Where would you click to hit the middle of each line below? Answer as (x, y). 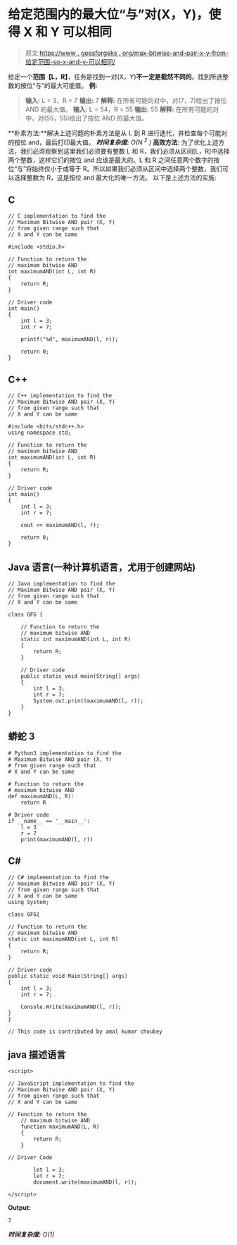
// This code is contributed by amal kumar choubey (85, 1032)
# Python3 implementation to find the (65, 753)
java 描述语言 (37, 1055)
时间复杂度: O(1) (31, 1234)
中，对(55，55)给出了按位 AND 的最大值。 (87, 118)
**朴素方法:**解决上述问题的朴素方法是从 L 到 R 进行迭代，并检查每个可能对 (118, 133)
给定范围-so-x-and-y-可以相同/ (70, 61)
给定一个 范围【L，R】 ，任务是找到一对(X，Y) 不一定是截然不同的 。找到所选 (115, 76)
